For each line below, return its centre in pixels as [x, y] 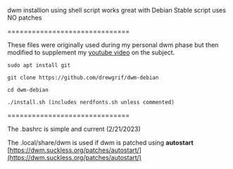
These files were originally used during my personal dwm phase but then [113, 45]
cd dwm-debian [28, 90]
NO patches [25, 18]
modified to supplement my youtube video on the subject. [91, 52]
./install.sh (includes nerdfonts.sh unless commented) [91, 102]
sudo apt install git [39, 65]
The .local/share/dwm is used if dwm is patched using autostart [100, 143]
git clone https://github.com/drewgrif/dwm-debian [83, 77]
